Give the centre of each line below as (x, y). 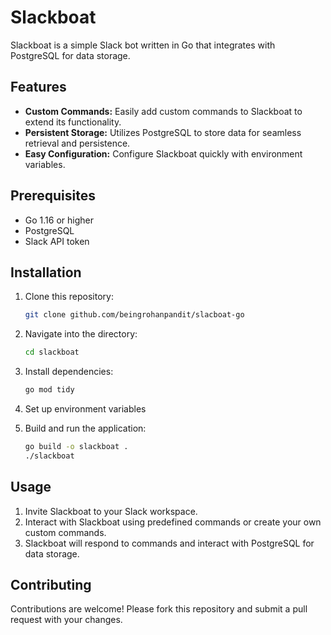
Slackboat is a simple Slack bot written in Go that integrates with (143, 45)
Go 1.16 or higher (59, 220)
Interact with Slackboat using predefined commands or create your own (173, 522)
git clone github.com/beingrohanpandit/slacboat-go (134, 315)
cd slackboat (52, 352)
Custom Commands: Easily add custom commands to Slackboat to (163, 111)
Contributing (51, 584)
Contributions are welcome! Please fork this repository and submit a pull (159, 609)
